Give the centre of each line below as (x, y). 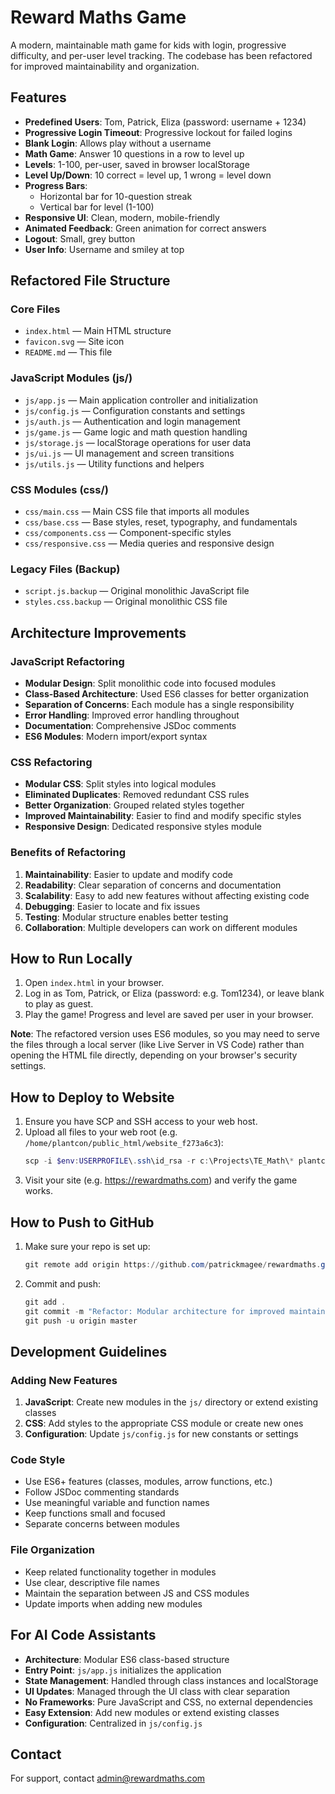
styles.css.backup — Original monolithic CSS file (126, 602)
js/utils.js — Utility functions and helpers (114, 463)
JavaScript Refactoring (67, 661)
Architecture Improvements (98, 632)
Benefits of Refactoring (68, 853)
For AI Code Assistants (83, 1635)
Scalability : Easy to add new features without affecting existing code (167, 895)
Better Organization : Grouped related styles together (134, 805)
